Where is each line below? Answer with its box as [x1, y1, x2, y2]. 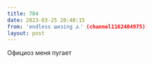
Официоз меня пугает [7, 49, 71, 57]
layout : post [7, 29, 45, 37]
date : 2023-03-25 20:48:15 [7, 17, 85, 24]
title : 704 [7, 10, 39, 17]
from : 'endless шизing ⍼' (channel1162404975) [7, 23, 146, 30]
